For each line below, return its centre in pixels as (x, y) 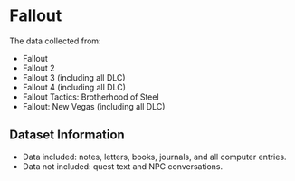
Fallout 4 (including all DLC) (74, 87)
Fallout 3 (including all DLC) (74, 77)
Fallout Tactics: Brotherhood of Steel (91, 97)
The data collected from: (55, 41)
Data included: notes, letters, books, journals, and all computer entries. (154, 157)
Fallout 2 (39, 68)
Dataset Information (67, 135)
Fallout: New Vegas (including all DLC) (94, 106)
